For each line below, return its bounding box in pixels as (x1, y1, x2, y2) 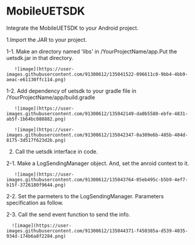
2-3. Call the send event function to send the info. (6, 210, 130, 218)
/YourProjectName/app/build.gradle (6, 93, 96, 101)
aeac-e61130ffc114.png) (6, 76, 67, 82)
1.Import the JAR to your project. (6, 36, 87, 43)
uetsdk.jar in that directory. (6, 54, 74, 61)
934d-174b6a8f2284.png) (6, 233, 67, 239)
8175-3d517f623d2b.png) (6, 137, 67, 143)
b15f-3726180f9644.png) (6, 182, 67, 188)
